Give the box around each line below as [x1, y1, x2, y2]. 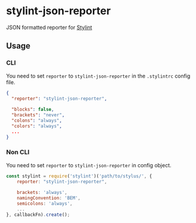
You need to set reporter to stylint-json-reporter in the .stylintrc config [6, 72, 191, 79]
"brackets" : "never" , [11, 112, 65, 118]
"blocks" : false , [11, 107, 54, 113]
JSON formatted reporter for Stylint [6, 24, 92, 31]
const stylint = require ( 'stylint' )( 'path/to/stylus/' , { [6, 173, 152, 179]
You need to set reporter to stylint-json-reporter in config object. [6, 161, 172, 168]
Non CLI [6, 148, 30, 157]
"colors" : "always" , [11, 123, 62, 129]
